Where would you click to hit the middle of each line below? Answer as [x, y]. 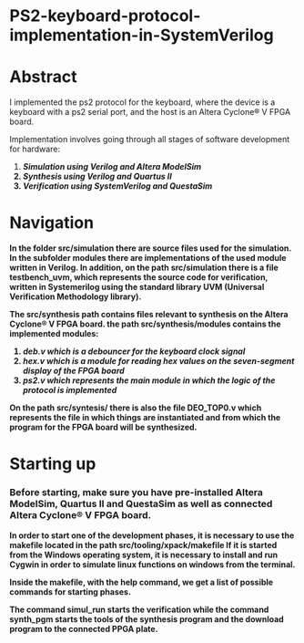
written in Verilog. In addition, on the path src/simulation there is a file [144, 268]
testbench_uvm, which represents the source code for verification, [139, 277]
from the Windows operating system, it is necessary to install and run [144, 555]
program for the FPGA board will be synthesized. [103, 427]
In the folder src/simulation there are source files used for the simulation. [151, 248]
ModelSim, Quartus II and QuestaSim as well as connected [141, 504]
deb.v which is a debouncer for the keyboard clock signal [134, 351]
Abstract [43, 77]
